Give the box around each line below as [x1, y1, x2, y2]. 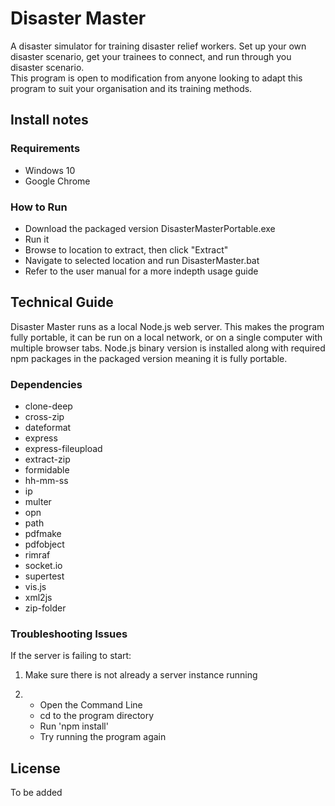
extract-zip [24, 453, 71, 466]
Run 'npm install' [39, 720, 109, 732]
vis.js [24, 581, 47, 593]
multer [24, 496, 52, 508]
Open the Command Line [39, 699, 143, 711]
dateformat [24, 422, 72, 434]
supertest [24, 570, 65, 582]
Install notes [10, 112, 89, 129]
